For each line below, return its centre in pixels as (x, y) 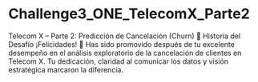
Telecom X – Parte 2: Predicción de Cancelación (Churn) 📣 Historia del (125, 36)
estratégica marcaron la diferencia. (66, 69)
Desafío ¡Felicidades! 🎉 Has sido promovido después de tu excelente (121, 44)
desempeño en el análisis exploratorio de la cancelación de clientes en (125, 53)
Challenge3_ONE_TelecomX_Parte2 (129, 14)
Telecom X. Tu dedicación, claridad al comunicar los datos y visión (118, 61)
